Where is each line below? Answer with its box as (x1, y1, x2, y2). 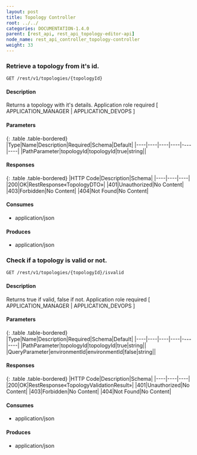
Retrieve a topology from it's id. (6, 62, 100, 70)
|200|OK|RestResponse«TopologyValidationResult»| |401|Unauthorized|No (6, 381, 190, 389)
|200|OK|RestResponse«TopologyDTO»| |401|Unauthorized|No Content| (6, 181, 184, 188)
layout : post (6, 8, 39, 15)
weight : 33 (6, 43, 33, 48)
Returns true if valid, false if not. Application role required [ (6, 296, 150, 303)
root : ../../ (6, 20, 39, 26)
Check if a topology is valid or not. (6, 256, 107, 265)
